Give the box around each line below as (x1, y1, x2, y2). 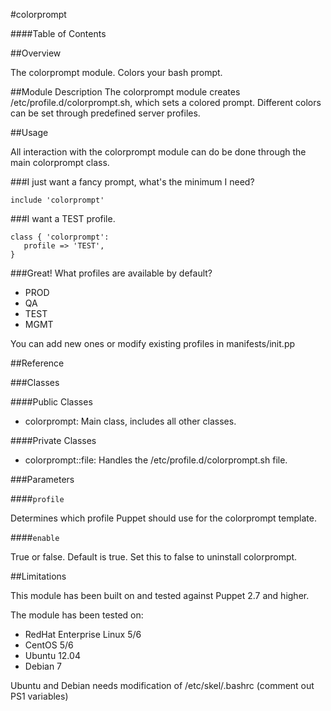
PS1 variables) (10, 690, 69, 702)
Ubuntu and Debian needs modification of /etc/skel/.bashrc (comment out (10, 680, 315, 691)
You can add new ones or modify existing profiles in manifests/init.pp (10, 338, 296, 349)
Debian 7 (24, 660, 63, 672)
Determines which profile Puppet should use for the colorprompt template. (10, 512, 317, 524)
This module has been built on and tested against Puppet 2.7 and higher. (10, 590, 310, 601)
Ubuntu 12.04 (24, 650, 81, 661)
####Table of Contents (10, 28, 107, 39)
